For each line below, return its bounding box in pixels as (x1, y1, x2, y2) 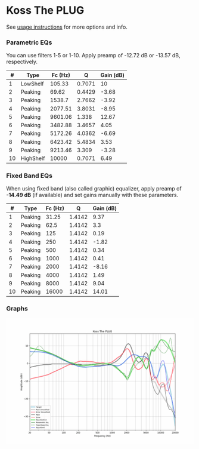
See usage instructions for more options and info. (6, 23, 128, 30)
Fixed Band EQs (6, 171, 52, 180)
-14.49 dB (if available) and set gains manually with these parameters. (6, 192, 179, 199)
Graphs (6, 305, 28, 313)
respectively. (6, 58, 38, 66)
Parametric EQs (6, 38, 52, 47)
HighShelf (20, 155, 45, 162)
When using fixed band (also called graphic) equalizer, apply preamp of (6, 185, 182, 192)
